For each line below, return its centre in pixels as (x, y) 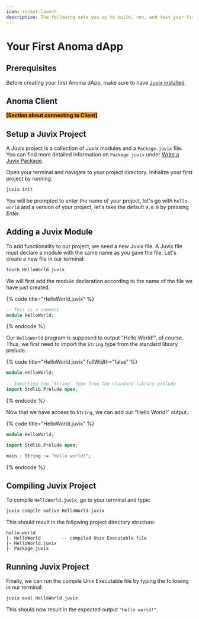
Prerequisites (31, 68)
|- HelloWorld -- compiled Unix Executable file (76, 538)
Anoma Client (32, 101)
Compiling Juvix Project (51, 485)
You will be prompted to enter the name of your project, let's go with (89, 201)
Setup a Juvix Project (46, 134)
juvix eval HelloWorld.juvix (42, 598)
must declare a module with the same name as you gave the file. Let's (91, 252)
